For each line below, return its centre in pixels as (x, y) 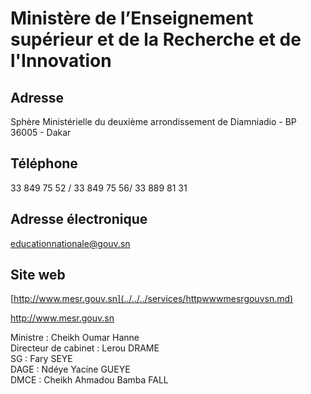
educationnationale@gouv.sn (70, 243)
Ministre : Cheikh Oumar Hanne (75, 338)
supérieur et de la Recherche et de (156, 39)
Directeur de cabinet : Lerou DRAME (85, 348)
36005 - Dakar (41, 132)
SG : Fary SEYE (41, 359)
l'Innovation (61, 61)
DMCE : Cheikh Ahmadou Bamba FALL (89, 380)
